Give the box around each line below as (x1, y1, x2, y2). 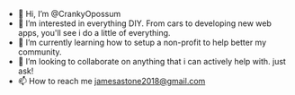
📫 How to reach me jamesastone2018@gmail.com (17, 76, 206, 86)
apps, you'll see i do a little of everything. (17, 28, 171, 38)
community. (17, 47, 62, 57)
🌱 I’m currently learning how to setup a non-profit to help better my (17, 37, 267, 47)
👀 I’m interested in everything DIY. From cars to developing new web (17, 18, 273, 29)
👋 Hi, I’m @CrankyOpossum (17, 9, 121, 19)
